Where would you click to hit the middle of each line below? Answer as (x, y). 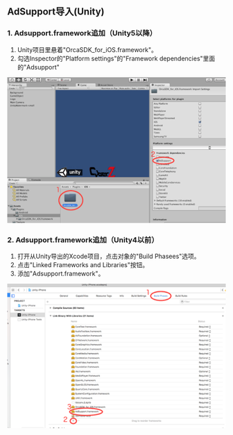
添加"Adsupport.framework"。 (61, 274)
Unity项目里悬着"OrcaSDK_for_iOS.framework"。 (87, 49)
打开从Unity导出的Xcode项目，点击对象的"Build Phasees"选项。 (109, 256)
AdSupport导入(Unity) (56, 12)
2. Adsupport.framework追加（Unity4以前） (83, 239)
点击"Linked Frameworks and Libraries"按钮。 (83, 265)
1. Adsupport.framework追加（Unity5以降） (82, 33)
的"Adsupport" (38, 67)
